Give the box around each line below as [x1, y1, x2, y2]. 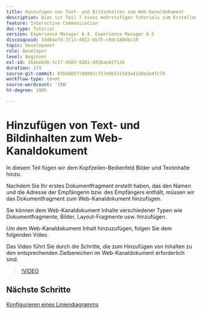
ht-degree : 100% [6, 87, 47, 93]
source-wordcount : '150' [6, 82, 69, 88]
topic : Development [6, 43, 55, 49]
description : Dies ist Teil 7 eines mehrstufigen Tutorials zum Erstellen [6, 14, 198, 20]
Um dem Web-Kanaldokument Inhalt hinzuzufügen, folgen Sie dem [6, 224, 173, 232]
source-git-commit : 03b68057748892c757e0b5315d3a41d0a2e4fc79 [6, 71, 165, 77]
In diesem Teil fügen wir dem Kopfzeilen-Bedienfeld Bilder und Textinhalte [6, 164, 191, 171]
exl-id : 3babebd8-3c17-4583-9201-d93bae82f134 [6, 59, 125, 65]
